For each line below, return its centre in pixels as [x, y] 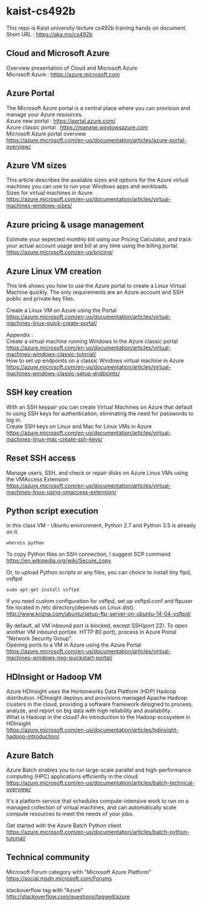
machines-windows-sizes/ [39, 206]
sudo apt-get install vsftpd [43, 590]
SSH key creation [39, 392]
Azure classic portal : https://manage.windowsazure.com [77, 127]
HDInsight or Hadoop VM [54, 676]
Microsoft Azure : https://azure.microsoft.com [63, 74]
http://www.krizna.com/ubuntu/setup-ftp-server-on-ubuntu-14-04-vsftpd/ [99, 614]
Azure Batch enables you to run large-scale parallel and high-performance [99, 770]
